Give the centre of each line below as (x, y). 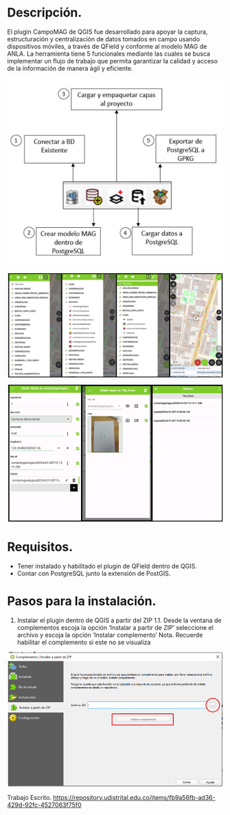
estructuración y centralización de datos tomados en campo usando (104, 39)
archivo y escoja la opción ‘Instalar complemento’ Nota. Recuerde (110, 635)
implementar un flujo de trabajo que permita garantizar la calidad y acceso (113, 61)
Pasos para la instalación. (82, 601)
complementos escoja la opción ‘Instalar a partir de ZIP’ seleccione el (115, 628)
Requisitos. (40, 547)
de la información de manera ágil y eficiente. (70, 68)
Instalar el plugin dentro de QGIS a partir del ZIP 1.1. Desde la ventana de (119, 620)
